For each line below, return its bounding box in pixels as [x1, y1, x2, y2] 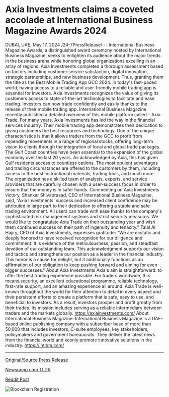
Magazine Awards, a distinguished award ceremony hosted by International [5, 47, 161, 53]
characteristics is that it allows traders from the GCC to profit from [5, 133, 142, 139]
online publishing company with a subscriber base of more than [19, 321, 151, 327]
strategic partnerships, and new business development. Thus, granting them [5, 74, 163, 80]
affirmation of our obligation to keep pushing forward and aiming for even [5, 262, 157, 268]
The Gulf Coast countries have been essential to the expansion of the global [5, 149, 163, 155]
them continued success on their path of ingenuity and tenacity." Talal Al [5, 224, 156, 230]
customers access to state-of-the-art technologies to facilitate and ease [5, 95, 155, 102]
